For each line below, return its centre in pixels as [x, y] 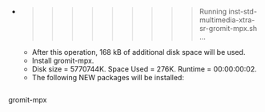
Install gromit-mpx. [63, 60]
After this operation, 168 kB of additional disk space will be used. [139, 52]
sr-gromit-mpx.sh [228, 28]
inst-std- [243, 12]
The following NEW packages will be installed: [108, 77]
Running [213, 12]
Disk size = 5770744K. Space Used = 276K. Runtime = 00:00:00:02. [145, 69]
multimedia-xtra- [227, 20]
